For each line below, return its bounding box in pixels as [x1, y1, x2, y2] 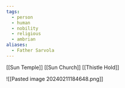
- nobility [11, 25, 39, 32]
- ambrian [11, 36, 36, 42]
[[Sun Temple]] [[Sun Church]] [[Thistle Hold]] [6, 64, 120, 71]
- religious [11, 31, 42, 37]
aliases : [6, 42, 28, 48]
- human [11, 20, 31, 26]
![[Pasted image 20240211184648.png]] [6, 75, 104, 82]
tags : [6, 8, 20, 15]
